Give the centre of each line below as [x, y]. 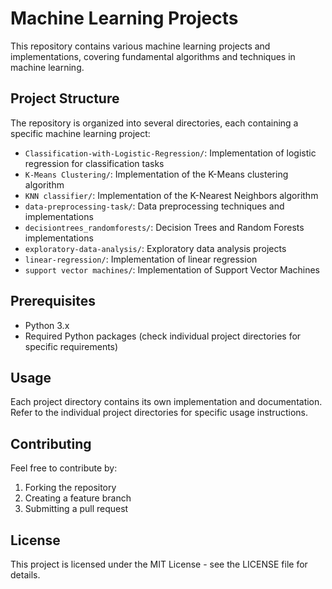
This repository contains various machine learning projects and [140, 46]
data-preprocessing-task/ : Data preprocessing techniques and [154, 206]
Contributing [51, 443]
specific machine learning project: [80, 133]
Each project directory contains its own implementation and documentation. [166, 402]
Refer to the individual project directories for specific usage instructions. [159, 413]
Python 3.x [47, 325]
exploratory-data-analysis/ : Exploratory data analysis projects [155, 248]
